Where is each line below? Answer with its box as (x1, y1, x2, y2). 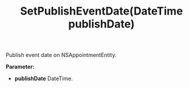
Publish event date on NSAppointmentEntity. (5, 52, 117, 59)
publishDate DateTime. (14, 75, 74, 83)
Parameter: (5, 63, 35, 70)
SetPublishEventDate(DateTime (19, 4, 184, 18)
